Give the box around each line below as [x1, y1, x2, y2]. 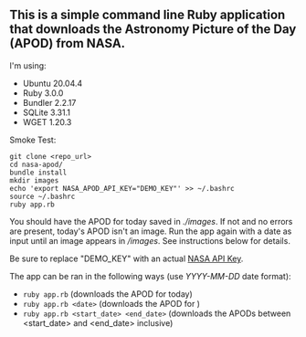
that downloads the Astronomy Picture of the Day [9, 22, 297, 37]
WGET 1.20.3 [22, 116, 72, 127]
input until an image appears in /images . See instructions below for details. [9, 235, 290, 246]
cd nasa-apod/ [9, 160, 64, 169]
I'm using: [9, 59, 47, 71]
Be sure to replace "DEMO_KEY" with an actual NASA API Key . [9, 253, 244, 264]
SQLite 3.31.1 [22, 107, 71, 118]
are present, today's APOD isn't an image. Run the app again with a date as [9, 226, 292, 237]
